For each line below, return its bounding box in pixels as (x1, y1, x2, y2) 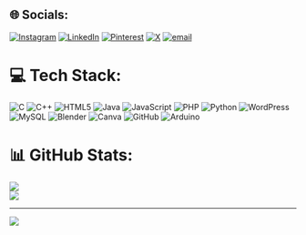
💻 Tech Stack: (9, 66, 122, 86)
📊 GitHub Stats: (9, 145, 134, 165)
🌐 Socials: (9, 7, 69, 23)
